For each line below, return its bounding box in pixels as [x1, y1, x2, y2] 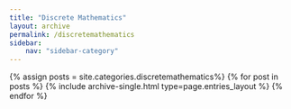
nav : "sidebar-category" [25, 47, 119, 56]
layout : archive [9, 22, 70, 31]
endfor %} [9, 91, 48, 102]
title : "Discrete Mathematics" [9, 13, 127, 23]
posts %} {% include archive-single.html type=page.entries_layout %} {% [9, 81, 284, 92]
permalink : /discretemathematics [9, 30, 135, 39]
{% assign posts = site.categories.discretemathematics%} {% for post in [9, 71, 279, 82]
